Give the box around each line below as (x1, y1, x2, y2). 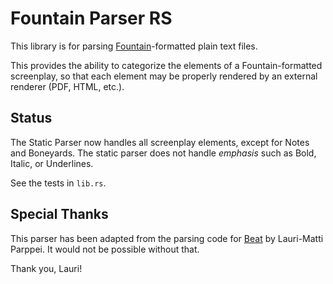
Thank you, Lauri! (10, 262, 83, 274)
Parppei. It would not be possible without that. (10, 243, 200, 255)
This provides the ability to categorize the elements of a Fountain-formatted (10, 59, 323, 71)
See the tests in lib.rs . (10, 177, 107, 189)
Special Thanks (10, 206, 109, 223)
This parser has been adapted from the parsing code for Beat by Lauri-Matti (10, 232, 324, 244)
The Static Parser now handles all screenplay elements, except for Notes (10, 136, 310, 148)
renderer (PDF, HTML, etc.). (10, 80, 125, 92)
